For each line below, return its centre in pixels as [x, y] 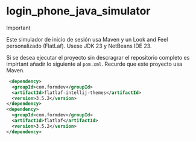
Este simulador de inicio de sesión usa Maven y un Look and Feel [87, 39]
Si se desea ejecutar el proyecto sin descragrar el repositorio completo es [98, 57]
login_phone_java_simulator [78, 11]
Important [18, 28]
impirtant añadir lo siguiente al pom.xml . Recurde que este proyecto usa [94, 64]
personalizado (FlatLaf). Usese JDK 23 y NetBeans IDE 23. [79, 46]
